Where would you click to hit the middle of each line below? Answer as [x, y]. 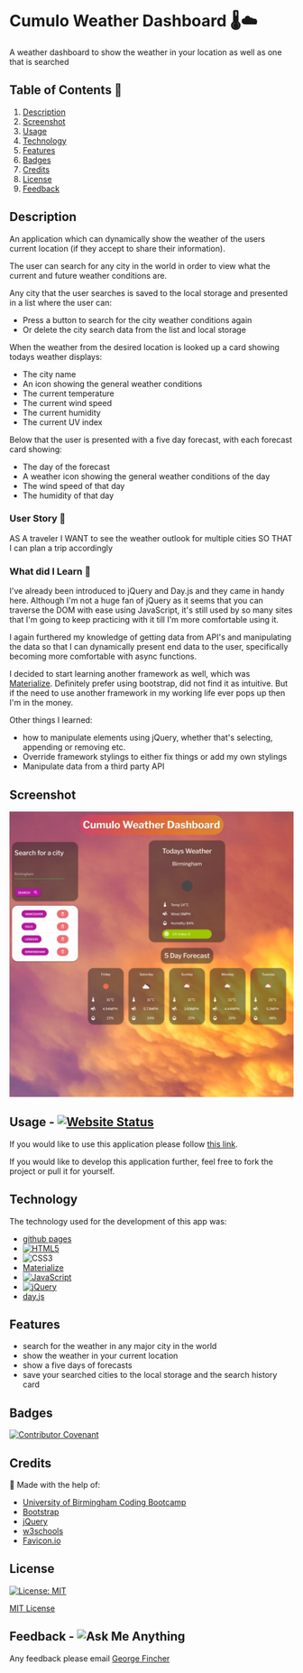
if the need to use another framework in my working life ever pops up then [147, 693]
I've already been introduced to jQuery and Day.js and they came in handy [147, 591]
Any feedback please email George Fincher [90, 1658]
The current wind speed [67, 402]
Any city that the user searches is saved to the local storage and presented [149, 292]
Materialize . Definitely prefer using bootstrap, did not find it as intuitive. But [149, 684]
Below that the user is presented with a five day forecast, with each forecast [151, 439]
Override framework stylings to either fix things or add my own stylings [155, 757]
